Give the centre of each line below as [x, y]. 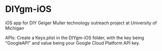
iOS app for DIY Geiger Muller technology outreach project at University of [81, 23]
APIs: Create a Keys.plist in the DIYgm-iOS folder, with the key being [75, 38]
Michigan [15, 28]
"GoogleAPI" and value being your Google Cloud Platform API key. [73, 43]
